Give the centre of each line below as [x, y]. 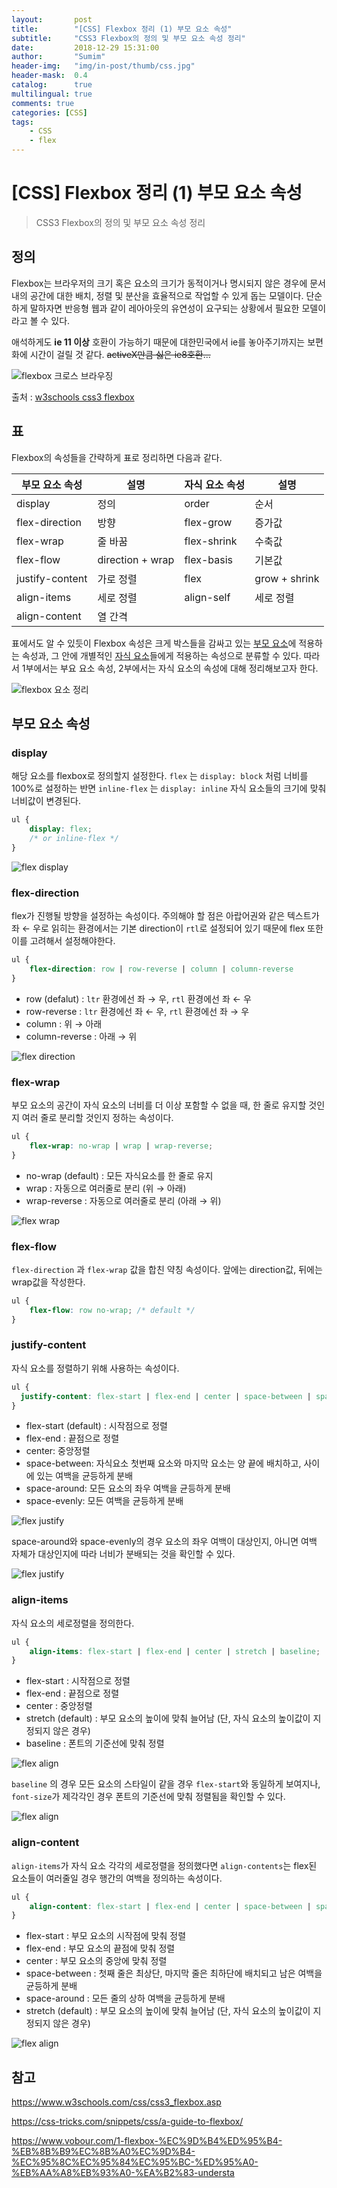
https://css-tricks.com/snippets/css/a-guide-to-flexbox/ [127, 2122]
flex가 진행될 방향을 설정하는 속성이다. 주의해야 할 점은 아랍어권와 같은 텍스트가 [165, 916]
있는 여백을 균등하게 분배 [85, 1476]
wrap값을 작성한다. [48, 1282]
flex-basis [208, 559]
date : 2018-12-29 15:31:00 [85, 47]
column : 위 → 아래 [64, 1023]
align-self [207, 597]
